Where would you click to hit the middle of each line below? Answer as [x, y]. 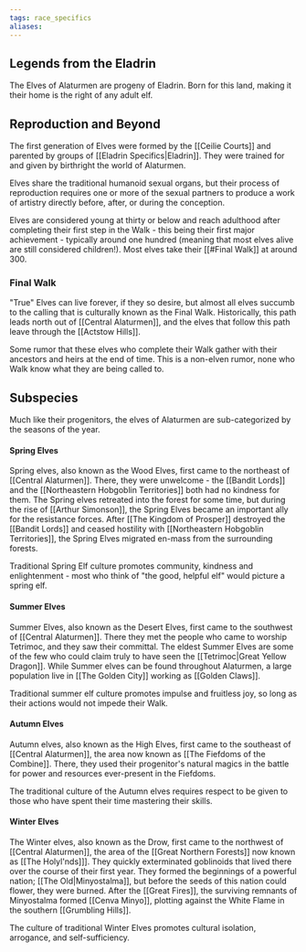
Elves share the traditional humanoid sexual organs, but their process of [145, 183]
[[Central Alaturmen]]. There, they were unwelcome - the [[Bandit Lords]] [148, 480]
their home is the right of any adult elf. [81, 95]
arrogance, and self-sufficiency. [70, 937]
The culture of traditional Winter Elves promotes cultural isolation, [133, 928]
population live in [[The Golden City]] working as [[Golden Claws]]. [135, 675]
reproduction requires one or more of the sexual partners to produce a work [152, 193]
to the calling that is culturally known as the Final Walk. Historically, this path [153, 313]
